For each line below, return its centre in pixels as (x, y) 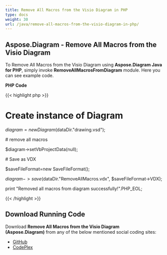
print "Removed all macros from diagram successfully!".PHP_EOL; (74, 189)
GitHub (20, 242)
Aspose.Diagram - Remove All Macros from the (81, 44)
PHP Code (16, 85)
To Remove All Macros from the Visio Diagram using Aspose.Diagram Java (84, 65)
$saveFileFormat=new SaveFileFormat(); (48, 169)
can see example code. (30, 76)
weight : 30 (17, 19)
